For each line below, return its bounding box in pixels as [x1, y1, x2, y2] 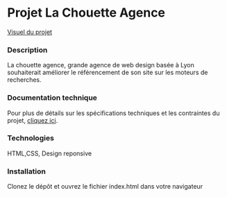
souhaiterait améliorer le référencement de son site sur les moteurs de [7, 68, 208, 77]
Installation [7, 166, 47, 176]
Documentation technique [7, 93, 97, 103]
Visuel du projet [7, 28, 53, 36]
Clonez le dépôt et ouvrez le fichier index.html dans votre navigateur [7, 182, 203, 191]
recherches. [7, 76, 42, 84]
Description [7, 45, 48, 55]
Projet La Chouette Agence [7, 5, 165, 21]
